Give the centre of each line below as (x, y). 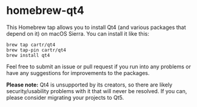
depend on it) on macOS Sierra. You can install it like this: (78, 33)
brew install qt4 (28, 55)
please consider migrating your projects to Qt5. (65, 97)
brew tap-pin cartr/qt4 (36, 50)
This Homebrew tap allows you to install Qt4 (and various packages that (96, 27)
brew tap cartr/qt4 (31, 45)
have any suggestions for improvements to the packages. (78, 73)
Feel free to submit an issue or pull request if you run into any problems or (98, 66)
